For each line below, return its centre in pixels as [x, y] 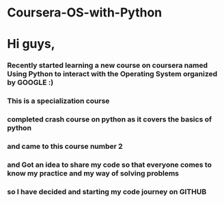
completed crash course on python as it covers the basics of [110, 119]
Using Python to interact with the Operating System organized [112, 74]
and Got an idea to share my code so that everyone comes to [109, 165]
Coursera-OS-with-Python [85, 13]
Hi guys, [31, 44]
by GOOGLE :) [30, 82]
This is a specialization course [58, 101]
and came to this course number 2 [65, 147]
